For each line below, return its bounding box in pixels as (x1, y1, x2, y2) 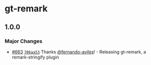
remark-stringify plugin (11, 54, 59, 60)
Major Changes (4, 38, 43, 45)
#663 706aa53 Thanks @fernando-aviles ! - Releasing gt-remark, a (11, 49, 146, 55)
